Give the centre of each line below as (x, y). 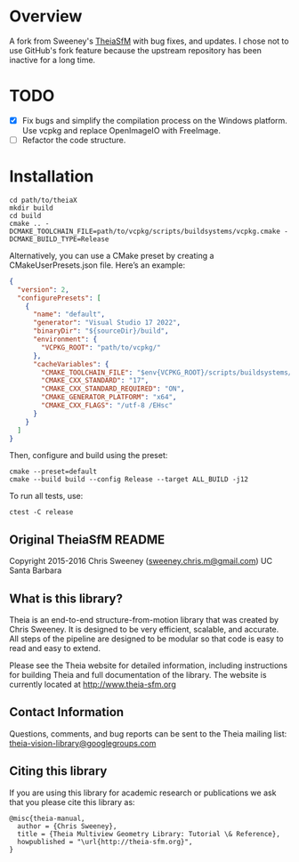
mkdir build (31, 208)
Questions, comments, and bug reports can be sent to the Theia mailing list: (148, 733)
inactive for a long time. (53, 60)
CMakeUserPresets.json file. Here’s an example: (97, 265)
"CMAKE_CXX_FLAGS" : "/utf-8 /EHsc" (107, 406)
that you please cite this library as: (72, 802)
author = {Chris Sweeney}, (67, 826)
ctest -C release (41, 512)
